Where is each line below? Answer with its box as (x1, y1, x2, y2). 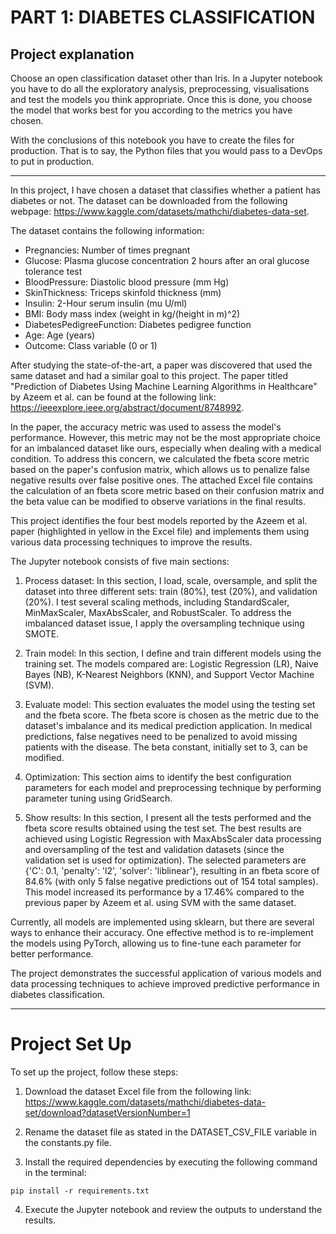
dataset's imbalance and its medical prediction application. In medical (24, 720, 313, 731)
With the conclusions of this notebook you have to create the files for (10, 134, 295, 146)
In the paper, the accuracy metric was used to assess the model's (10, 421, 282, 433)
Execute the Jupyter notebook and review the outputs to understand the (24, 1203, 323, 1215)
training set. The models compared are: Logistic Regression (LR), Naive (24, 658, 319, 670)
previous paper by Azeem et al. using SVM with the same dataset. (24, 897, 297, 908)
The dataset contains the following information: (10, 225, 205, 236)
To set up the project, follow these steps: (10, 1066, 179, 1078)
